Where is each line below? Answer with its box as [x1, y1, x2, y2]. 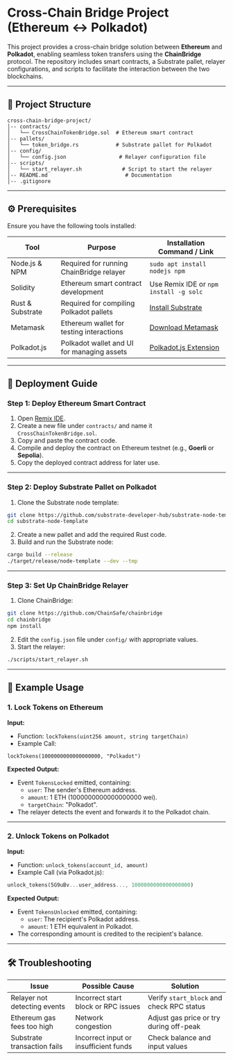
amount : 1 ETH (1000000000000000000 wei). [27, 793, 157, 801]
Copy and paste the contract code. [17, 436, 117, 445]
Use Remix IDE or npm [149, 279, 218, 289]
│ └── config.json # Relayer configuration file [7, 153, 207, 160]
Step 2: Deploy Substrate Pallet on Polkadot [7, 482, 157, 492]
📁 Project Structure [7, 99, 92, 110]
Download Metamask [149, 323, 218, 332]
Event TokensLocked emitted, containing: [17, 778, 132, 787]
